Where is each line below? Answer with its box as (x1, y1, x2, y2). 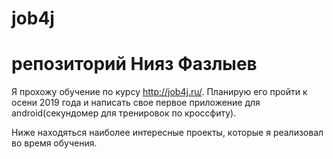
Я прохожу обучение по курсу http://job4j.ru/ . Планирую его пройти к (11, 86, 308, 98)
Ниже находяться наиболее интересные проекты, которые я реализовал (11, 127, 324, 139)
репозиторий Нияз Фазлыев (11, 53, 258, 76)
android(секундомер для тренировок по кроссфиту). (11, 107, 237, 119)
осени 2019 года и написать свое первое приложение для (11, 97, 261, 109)
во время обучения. (11, 137, 98, 149)
